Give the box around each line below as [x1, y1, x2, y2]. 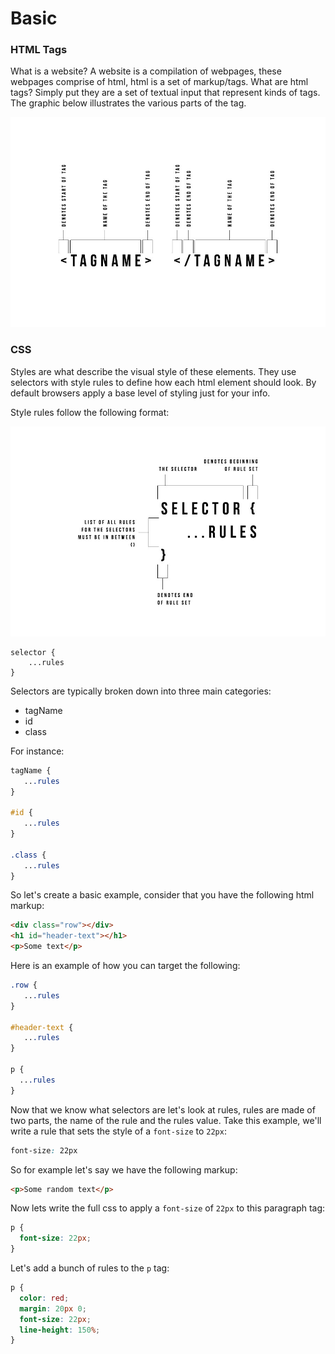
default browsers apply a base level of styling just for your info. [10, 387, 271, 399]
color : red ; [19, 1293, 70, 1303]
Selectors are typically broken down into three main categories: [10, 685, 272, 697]
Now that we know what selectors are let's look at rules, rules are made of [10, 1103, 316, 1116]
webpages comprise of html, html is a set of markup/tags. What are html [10, 76, 309, 88]
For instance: [10, 745, 65, 757]
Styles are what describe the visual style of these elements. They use [10, 365, 297, 377]
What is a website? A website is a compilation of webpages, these [10, 65, 282, 77]
